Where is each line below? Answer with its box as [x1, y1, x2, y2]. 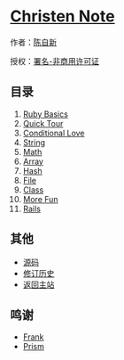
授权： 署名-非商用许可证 [10, 55, 100, 66]
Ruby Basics [22, 109, 69, 119]
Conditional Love [22, 127, 85, 138]
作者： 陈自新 [10, 37, 57, 47]
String [22, 136, 46, 148]
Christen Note [10, 6, 115, 27]
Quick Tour [22, 118, 64, 128]
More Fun [22, 193, 58, 204]
